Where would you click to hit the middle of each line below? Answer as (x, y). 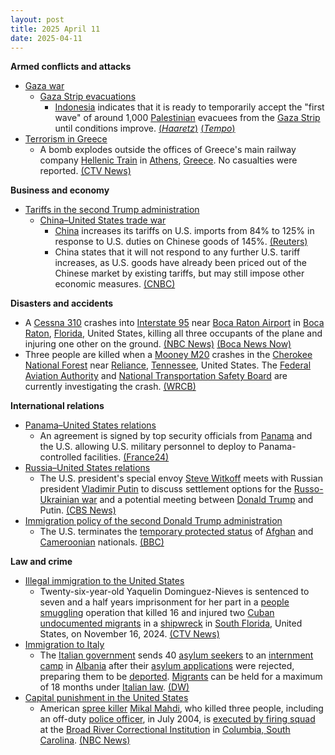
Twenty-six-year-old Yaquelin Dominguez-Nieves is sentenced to (174, 592)
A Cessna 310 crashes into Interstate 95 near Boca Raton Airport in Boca (174, 323)
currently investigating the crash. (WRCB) (110, 387)
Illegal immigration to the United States (104, 581)
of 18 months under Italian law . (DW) (114, 687)
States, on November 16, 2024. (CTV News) (129, 634)
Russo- (308, 489)
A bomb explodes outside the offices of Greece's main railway (168, 150)
